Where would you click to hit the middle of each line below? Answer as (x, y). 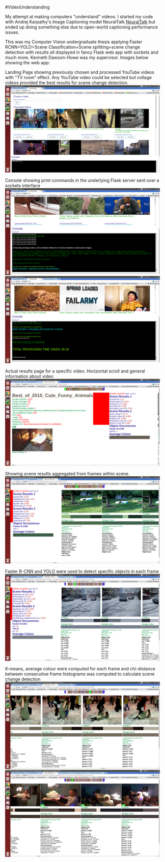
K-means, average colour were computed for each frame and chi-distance (80, 669)
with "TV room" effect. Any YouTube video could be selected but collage (79, 77)
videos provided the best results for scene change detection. (67, 83)
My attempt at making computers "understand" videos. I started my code (79, 16)
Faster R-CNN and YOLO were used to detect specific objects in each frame (82, 571)
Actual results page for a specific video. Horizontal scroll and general (75, 371)
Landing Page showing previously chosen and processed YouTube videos (80, 72)
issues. (12, 32)
